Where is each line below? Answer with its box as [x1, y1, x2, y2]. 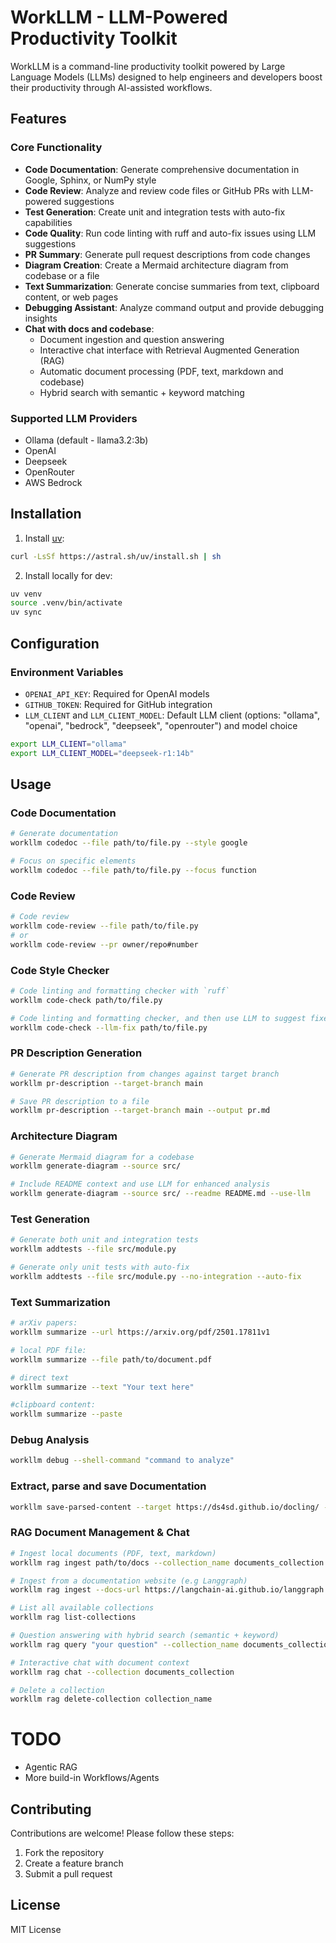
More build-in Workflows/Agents [24, 1772, 160, 1784]
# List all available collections [10, 1603, 155, 1613]
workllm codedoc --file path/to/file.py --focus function [10, 865, 257, 875]
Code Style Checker [10, 963, 110, 977]
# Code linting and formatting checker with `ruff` [10, 986, 230, 996]
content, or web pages [24, 291, 119, 303]
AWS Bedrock [24, 476, 83, 488]
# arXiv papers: [10, 1318, 78, 1328]
